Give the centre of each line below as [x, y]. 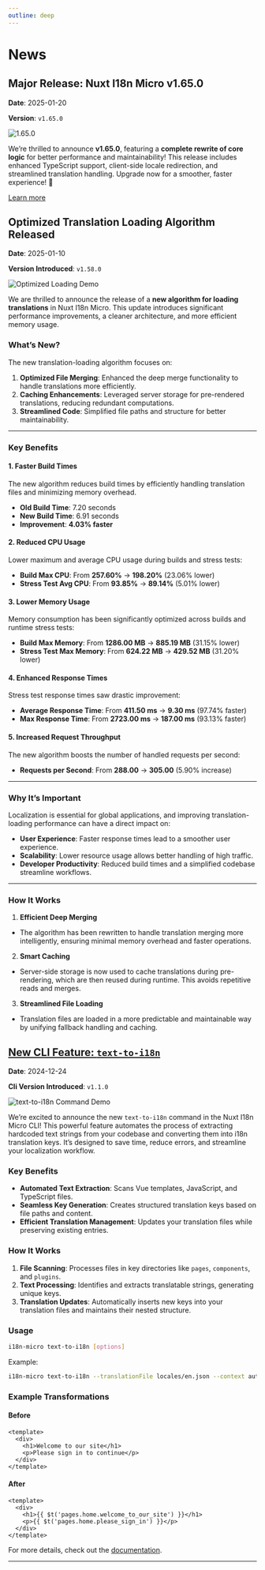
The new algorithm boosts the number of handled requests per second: [124, 754]
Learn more [27, 197]
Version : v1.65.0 [35, 118]
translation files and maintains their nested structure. [105, 1310]
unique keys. [40, 1293]
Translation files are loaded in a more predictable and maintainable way [136, 1019]
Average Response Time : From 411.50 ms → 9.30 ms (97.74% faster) [133, 711]
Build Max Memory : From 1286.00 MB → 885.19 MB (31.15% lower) [130, 643]
